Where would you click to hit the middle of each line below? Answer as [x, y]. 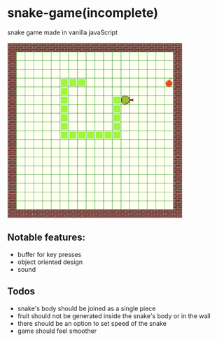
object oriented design [50, 262]
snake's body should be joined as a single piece [86, 308]
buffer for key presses [49, 254]
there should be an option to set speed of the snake [92, 323]
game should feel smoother [57, 331]
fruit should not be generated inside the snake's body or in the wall [114, 316]
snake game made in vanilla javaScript [62, 32]
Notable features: [47, 238]
